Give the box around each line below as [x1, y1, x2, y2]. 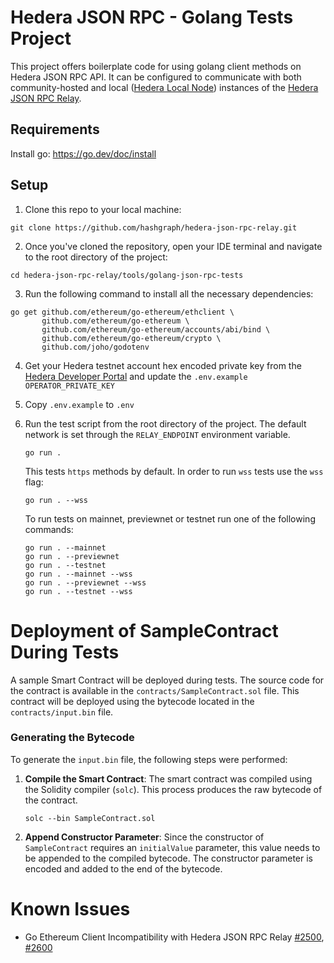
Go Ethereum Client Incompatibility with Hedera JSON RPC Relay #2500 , [24, 931, 325, 943]
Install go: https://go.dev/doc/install [10, 147, 157, 160]
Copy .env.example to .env [24, 398, 135, 410]
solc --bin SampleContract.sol [24, 813, 156, 823]
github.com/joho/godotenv [41, 342, 150, 352]
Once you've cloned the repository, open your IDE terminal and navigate [24, 240, 323, 252]
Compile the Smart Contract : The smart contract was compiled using [24, 772, 313, 785]
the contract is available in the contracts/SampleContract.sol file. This [10, 684, 300, 696]
